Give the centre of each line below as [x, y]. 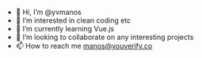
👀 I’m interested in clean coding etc [73, 20]
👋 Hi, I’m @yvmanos [48, 12]
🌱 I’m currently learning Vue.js [65, 29]
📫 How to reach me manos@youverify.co [84, 46]
